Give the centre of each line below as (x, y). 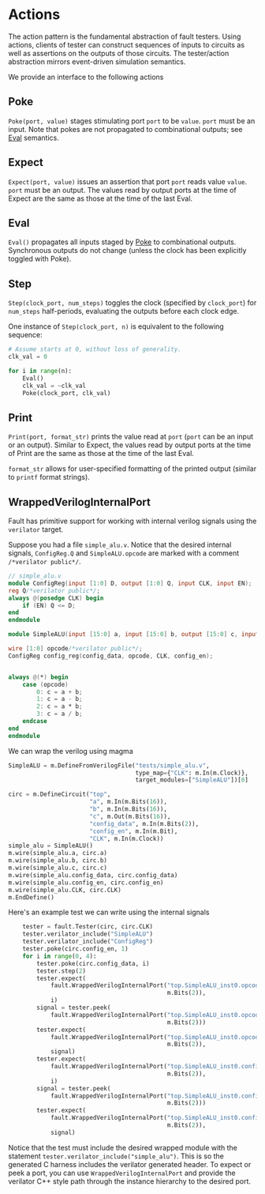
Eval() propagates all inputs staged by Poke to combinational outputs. (122, 242)
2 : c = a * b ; (60, 706)
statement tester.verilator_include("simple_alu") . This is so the (116, 1156)
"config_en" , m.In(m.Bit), (134, 831)
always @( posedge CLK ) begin (56, 598)
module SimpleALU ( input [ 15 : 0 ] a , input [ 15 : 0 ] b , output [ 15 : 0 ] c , (123, 635)
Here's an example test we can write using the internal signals (109, 912)
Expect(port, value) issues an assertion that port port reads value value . (128, 181)
